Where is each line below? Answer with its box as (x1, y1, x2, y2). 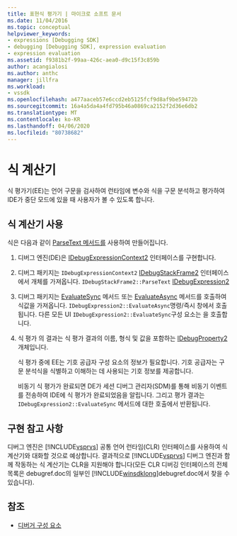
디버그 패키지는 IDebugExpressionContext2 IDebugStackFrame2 (17, 269, 200, 277)
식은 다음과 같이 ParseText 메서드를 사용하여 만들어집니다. (7, 238, 168, 247)
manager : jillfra (7, 76, 59, 84)
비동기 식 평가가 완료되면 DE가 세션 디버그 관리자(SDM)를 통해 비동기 (17, 382, 209, 391)
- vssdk (7, 89, 30, 96)
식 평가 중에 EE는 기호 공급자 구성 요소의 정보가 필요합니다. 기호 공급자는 (17, 358, 218, 367)
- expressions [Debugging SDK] (7, 37, 100, 44)
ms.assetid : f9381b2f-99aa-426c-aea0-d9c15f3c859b (7, 57, 160, 64)
